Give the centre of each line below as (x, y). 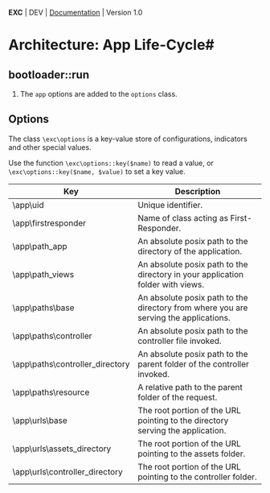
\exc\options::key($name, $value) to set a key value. (97, 171)
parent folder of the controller (193, 364)
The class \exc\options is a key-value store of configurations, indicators (128, 139)
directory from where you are (193, 308)
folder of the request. (178, 397)
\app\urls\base (40, 420)
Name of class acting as (183, 217)
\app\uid (28, 205)
